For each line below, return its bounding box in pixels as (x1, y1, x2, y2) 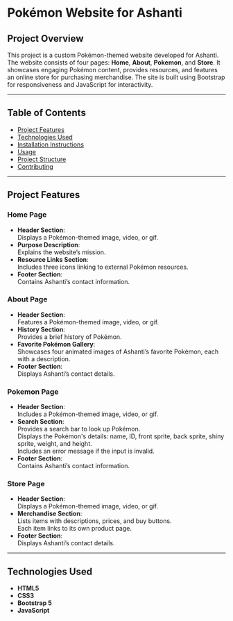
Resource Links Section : (17, 255, 89, 263)
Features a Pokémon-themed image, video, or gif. (17, 317, 159, 326)
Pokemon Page (7, 387, 59, 397)
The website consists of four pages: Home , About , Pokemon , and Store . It (7, 58, 221, 67)
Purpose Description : (17, 240, 80, 249)
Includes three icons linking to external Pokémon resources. (17, 263, 189, 271)
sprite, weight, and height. (17, 440, 92, 448)
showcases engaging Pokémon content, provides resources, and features (7, 66, 218, 74)
